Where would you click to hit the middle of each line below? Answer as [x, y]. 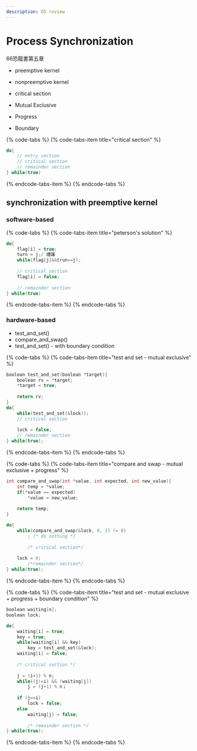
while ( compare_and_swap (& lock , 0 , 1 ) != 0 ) [72, 531]
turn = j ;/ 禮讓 [36, 255]
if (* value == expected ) [46, 492]
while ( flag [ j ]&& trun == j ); [49, 260]
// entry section [38, 156]
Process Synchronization [70, 41]
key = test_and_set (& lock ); [62, 648]
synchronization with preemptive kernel [82, 203]
